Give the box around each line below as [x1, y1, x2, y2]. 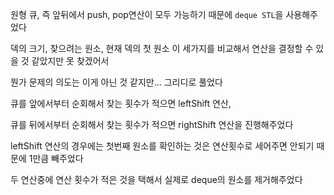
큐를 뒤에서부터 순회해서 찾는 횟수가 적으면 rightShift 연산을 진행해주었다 [10, 119, 294, 130]
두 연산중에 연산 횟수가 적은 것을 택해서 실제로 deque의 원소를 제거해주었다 [10, 174, 303, 185]
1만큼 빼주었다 [28, 153, 84, 164]
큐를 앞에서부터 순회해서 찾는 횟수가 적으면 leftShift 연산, [10, 98, 232, 109]
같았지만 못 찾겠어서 [31, 55, 110, 67]
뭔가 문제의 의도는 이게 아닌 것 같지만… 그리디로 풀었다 [10, 76, 223, 88]
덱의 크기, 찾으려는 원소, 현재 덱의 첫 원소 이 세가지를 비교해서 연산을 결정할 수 [10, 43, 314, 54]
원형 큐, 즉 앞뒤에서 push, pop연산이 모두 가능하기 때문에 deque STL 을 [10, 9, 284, 20]
